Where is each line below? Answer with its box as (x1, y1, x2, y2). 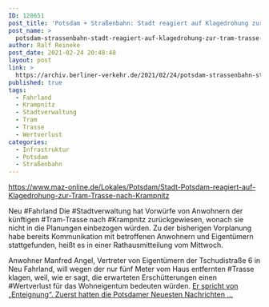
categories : (8, 138, 48, 146)
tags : (8, 86, 26, 94)
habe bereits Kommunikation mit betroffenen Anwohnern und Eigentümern (8, 232, 254, 241)
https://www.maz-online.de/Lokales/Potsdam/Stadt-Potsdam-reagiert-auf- (8, 182, 256, 192)
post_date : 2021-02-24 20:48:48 (8, 49, 116, 57)
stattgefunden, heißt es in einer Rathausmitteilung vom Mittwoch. (8, 241, 224, 250)
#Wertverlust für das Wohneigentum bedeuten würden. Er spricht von (8, 281, 239, 291)
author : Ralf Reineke (8, 42, 81, 50)
